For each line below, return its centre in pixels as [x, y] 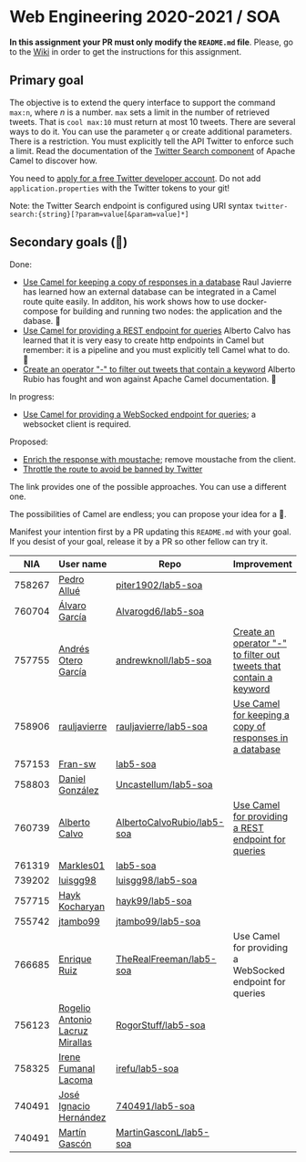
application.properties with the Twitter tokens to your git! [120, 188]
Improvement [263, 564]
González [79, 790]
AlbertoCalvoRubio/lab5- [170, 822]
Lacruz [73, 1031]
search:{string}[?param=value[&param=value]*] [99, 214]
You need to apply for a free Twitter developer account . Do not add [135, 178]
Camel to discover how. [53, 161]
